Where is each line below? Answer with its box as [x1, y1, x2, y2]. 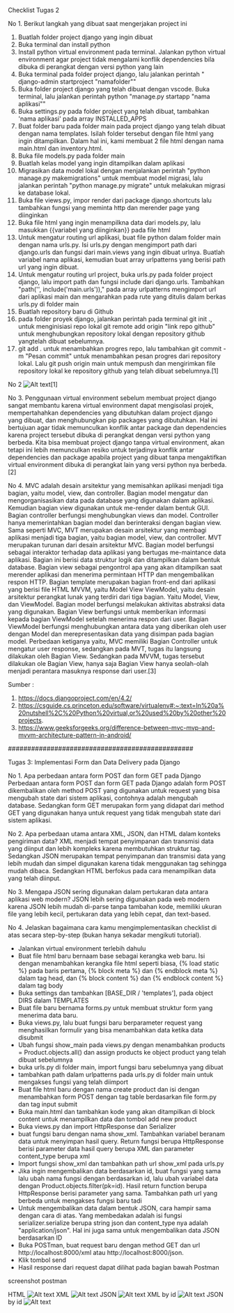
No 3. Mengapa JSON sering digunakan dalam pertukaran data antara [8, 888, 208, 896]
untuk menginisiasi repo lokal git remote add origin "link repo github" [17, 322, 215, 330]
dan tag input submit [17, 1100, 77, 1108]
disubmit [17, 1033, 44, 1041]
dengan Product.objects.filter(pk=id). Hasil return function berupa [17, 1182, 208, 1189]
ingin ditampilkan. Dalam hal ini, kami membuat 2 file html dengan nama [17, 137, 224, 145]
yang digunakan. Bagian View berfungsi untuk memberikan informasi [8, 607, 206, 616]
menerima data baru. [17, 1011, 79, 1019]
